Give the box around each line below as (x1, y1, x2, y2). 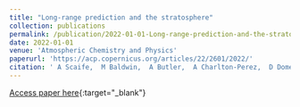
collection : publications (9, 21, 105, 30)
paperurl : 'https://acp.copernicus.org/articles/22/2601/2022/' (9, 54, 254, 63)
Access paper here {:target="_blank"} (9, 86, 146, 98)
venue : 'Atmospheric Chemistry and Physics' (9, 46, 178, 55)
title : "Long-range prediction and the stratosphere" (9, 12, 214, 22)
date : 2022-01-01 (9, 37, 74, 47)
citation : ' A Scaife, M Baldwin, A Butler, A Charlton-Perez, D (9, 63, 274, 72)
